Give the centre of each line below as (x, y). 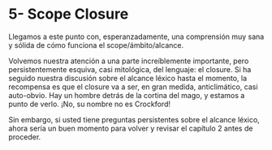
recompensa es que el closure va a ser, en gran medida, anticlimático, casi (133, 87)
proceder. (25, 137)
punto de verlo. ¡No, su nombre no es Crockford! (89, 104)
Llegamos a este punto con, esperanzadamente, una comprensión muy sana (136, 36)
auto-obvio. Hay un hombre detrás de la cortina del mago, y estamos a (127, 95)
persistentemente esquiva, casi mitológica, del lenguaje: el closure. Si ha (130, 69)
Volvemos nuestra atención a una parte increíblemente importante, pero (129, 61)
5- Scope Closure (69, 14)
